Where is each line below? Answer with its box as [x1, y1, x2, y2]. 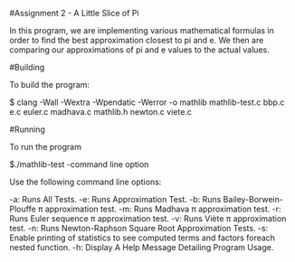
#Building [9, 62, 45, 72]
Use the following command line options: [9, 176, 162, 187]
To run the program [9, 142, 81, 152]
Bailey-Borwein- [223, 194, 283, 204]
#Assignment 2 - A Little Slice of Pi [9, 8, 139, 18]
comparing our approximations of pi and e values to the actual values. [9, 44, 270, 55]
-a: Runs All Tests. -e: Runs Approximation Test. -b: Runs [9, 194, 222, 204]
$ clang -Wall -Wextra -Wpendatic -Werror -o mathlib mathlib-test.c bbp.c [9, 97, 285, 108]
